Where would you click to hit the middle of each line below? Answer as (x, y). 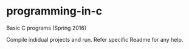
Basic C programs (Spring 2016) (46, 28)
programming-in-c (54, 11)
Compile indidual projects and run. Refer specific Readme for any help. (95, 39)
